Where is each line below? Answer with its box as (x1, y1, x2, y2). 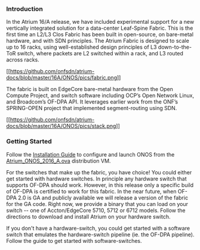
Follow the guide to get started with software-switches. (6, 237, 142, 244)
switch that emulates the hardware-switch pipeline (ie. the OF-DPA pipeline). (6, 231, 195, 238)
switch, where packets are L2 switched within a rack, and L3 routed (17, 50, 184, 57)
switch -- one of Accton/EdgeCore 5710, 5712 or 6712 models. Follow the (6, 207, 186, 214)
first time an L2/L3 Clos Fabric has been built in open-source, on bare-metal (6, 31, 194, 38)
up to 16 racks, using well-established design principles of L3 (6, 43, 157, 51)
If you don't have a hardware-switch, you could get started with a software (6, 224, 190, 232)
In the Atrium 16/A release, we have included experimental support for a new (6, 18, 195, 26)
